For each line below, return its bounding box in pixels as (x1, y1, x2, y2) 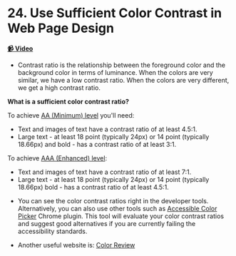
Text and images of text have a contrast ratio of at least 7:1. (17, 168, 192, 176)
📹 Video (7, 44, 34, 53)
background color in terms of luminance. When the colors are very (17, 68, 214, 76)
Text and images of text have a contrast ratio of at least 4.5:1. (17, 125, 197, 133)
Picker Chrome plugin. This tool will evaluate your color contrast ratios (17, 212, 225, 220)
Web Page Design (7, 20, 114, 36)
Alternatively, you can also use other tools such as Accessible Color (17, 204, 217, 213)
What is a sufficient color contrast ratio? (7, 97, 130, 106)
